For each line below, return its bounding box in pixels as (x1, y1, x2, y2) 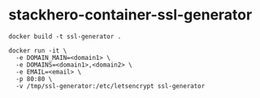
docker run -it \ (8, 46, 67, 54)
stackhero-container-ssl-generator (8, 6, 253, 24)
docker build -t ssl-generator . (8, 32, 122, 40)
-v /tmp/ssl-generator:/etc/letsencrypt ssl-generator (15, 82, 206, 90)
